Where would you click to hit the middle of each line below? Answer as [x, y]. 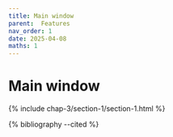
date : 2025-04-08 [38, 39]
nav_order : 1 [30, 31]
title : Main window [41, 16]
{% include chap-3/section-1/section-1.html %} [87, 109]
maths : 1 [23, 46]
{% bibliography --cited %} [54, 124]
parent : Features [39, 24]
